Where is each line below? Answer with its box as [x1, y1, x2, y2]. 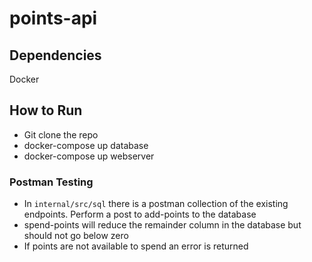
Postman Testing [9, 175, 94, 189]
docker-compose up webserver [23, 150, 155, 162]
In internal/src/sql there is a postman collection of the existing [23, 198, 289, 210]
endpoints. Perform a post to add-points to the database [23, 208, 257, 221]
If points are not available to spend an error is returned [23, 240, 249, 252]
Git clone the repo [23, 128, 99, 141]
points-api [9, 7, 98, 30]
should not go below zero [23, 230, 129, 242]
